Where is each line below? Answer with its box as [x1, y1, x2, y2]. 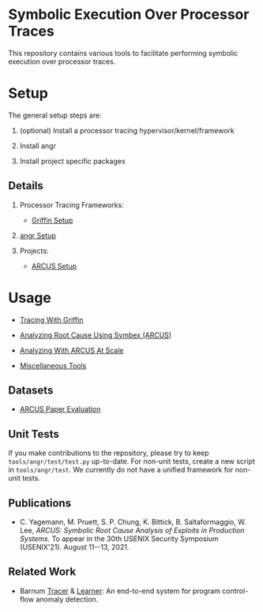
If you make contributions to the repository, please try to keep [8, 448, 209, 458]
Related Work [8, 565, 77, 579]
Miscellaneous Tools [19, 360, 87, 370]
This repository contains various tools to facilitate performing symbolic [8, 48, 239, 58]
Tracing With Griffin [19, 315, 85, 324]
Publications [8, 496, 72, 509]
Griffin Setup [31, 215, 73, 225]
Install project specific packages [19, 156, 126, 166]
